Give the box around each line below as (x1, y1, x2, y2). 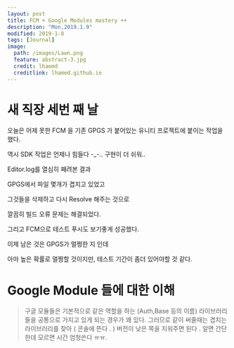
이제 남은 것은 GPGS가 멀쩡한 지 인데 (7, 240, 109, 249)
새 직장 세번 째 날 (7, 101, 98, 118)
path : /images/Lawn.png (13, 50, 83, 57)
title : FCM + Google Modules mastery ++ (7, 17, 128, 24)
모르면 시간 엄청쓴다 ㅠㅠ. (37, 333, 108, 342)
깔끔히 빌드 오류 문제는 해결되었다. (7, 210, 101, 218)
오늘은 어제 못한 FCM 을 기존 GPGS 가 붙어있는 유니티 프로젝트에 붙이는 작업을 (7, 126, 223, 135)
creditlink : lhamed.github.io (13, 69, 102, 76)
